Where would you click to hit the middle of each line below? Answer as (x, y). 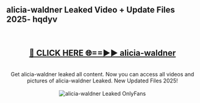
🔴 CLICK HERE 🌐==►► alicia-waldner (102, 53)
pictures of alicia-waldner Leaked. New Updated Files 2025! (102, 81)
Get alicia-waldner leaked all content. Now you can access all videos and (102, 74)
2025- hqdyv (32, 20)
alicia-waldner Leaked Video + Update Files (91, 10)
